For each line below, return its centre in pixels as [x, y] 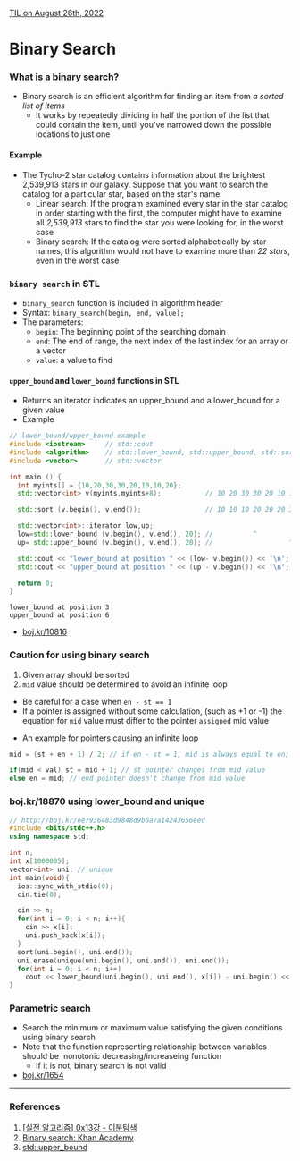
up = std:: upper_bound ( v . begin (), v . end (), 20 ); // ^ [155, 542]
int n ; [21, 853]
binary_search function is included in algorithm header [122, 302]
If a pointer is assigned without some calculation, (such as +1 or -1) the [152, 711]
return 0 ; [35, 583]
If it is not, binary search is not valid [101, 1066]
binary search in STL [54, 284]
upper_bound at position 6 [59, 615]
